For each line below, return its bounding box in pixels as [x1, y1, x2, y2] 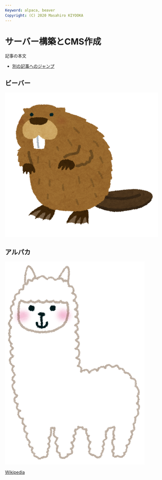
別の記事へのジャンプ [12, 63, 55, 69]
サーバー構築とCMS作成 [5, 36, 101, 47]
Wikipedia [5, 469, 25, 475]
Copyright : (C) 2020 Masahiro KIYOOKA [5, 13, 83, 18]
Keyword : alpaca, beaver [5, 8, 55, 13]
